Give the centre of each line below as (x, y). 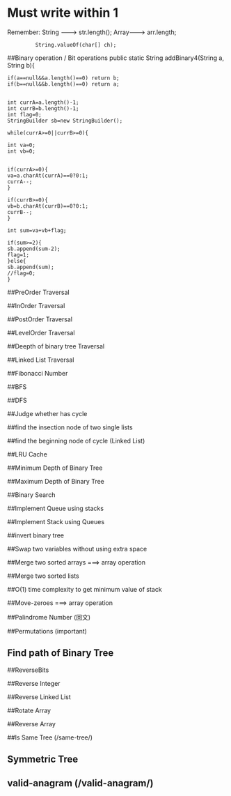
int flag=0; (24, 114)
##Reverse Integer (34, 683)
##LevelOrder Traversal (41, 332)
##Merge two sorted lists (43, 576)
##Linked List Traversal (41, 360)
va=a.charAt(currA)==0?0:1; (48, 176)
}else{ (17, 261)
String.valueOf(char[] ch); (76, 45)
